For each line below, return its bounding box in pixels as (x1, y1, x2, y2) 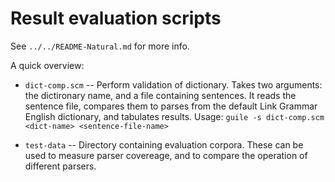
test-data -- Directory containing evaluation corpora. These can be (24, 138, 304, 151)
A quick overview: (10, 59, 85, 71)
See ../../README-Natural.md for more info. (10, 40, 190, 52)
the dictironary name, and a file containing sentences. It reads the (24, 89, 297, 101)
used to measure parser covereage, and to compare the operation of (24, 149, 308, 161)
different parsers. (24, 160, 97, 172)
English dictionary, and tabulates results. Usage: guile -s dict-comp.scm (24, 110, 325, 122)
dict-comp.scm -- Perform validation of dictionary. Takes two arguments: (24, 78, 323, 91)
